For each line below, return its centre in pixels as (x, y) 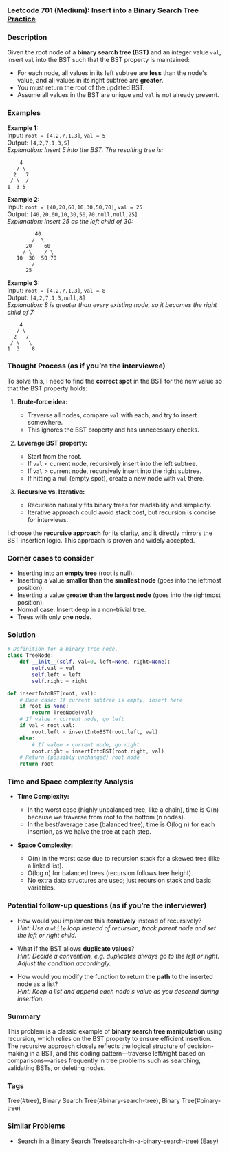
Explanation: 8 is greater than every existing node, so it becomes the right (112, 304)
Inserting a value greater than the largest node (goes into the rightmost (119, 595)
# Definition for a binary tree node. (63, 649)
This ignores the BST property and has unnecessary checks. (113, 430)
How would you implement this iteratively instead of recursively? (109, 921)
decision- (200, 1046)
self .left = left (56, 674)
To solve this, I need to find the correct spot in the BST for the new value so (115, 381)
